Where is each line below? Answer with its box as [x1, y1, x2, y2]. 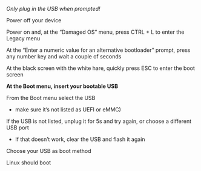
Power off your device [6, 17, 62, 23]
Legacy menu [6, 35, 41, 42]
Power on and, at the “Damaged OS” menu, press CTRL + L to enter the [6, 28, 185, 36]
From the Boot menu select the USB [6, 95, 96, 101]
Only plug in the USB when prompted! [6, 5, 100, 12]
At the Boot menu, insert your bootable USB [6, 82, 118, 90]
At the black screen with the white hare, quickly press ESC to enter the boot [6, 64, 196, 72]
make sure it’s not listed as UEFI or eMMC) [15, 106, 121, 113]
